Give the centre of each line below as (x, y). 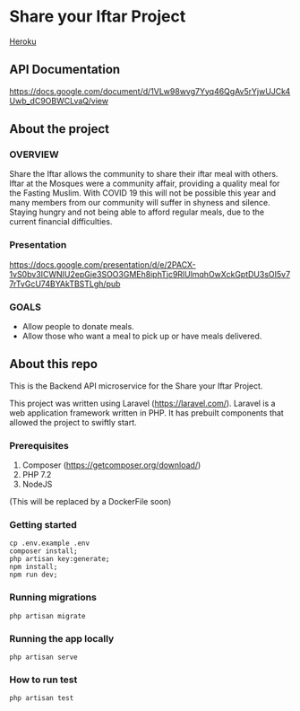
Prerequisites (39, 445)
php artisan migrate (48, 616)
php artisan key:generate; (60, 559)
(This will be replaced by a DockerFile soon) (90, 502)
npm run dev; (34, 575)
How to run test (43, 680)
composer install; (43, 551)
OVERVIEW (34, 154)
